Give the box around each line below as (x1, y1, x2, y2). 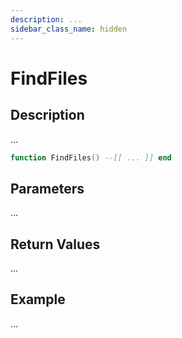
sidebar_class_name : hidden (10, 24, 128, 34)
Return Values (10, 236, 101, 253)
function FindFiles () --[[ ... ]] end (10, 152, 172, 163)
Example (10, 291, 66, 308)
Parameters (10, 180, 85, 197)
